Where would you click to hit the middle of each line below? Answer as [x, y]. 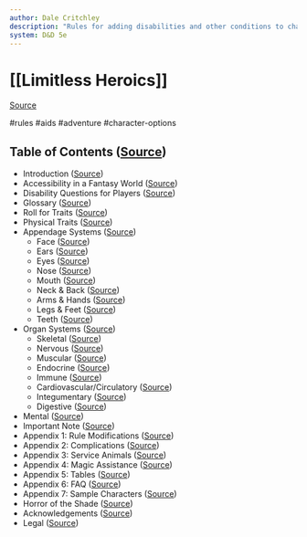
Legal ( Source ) [51, 523]
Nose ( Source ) [64, 271]
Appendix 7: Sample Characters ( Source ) [100, 494]
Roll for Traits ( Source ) [65, 213]
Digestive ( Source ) [71, 406]
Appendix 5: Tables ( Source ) [76, 475]
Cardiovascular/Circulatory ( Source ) [104, 387]
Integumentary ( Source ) [81, 397]
